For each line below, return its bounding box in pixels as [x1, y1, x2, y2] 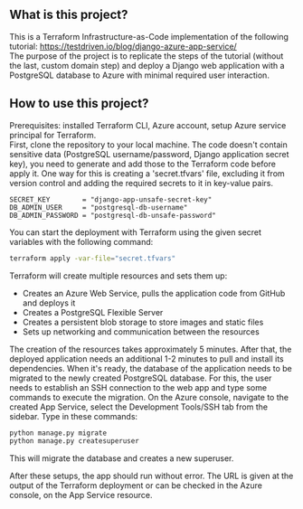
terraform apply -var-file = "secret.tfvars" [9, 253, 176, 263]
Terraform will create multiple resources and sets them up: [9, 270, 228, 281]
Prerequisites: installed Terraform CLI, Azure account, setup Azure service [9, 119, 287, 130]
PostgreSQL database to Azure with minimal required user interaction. [9, 70, 270, 80]
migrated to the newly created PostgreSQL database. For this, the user [9, 372, 272, 383]
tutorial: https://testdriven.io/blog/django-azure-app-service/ [9, 41, 237, 52]
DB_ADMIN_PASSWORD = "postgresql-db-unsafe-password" [9, 211, 217, 220]
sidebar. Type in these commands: [9, 410, 138, 421]
